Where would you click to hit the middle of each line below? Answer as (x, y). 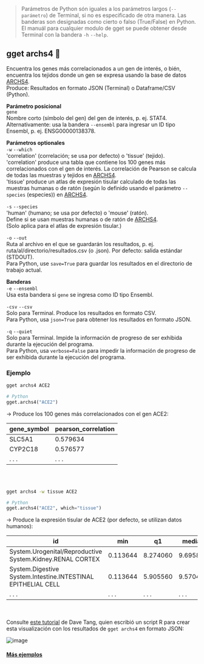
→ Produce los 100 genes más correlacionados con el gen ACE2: (87, 414)
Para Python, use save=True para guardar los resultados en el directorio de (99, 263)
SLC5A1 (21, 439)
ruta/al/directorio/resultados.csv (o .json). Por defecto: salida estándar (94, 250)
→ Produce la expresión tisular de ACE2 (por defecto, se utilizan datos (94, 520)
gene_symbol (29, 429)
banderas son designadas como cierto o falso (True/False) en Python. (108, 22)
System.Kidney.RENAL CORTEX (55, 559)
